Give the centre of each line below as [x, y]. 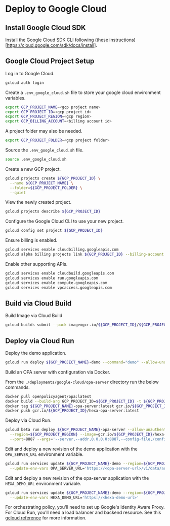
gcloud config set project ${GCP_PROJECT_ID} [54, 231]
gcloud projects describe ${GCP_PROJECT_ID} [53, 211]
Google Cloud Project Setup [50, 61]
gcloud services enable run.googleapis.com [52, 278]
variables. [15, 98]
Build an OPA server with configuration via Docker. [58, 372]
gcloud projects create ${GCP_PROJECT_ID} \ [53, 178]
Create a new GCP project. [33, 169]
